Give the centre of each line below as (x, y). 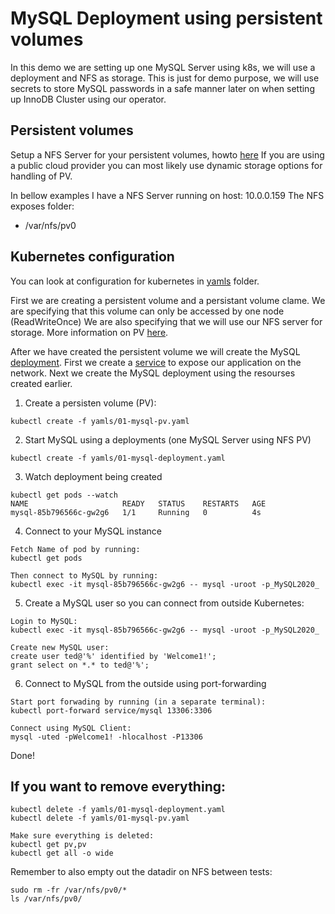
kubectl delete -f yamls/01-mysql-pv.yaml (100, 818)
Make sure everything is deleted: (82, 836)
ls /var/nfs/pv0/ (46, 899)
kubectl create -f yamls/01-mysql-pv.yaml (100, 421)
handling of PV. (41, 176)
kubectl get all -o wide (62, 853)
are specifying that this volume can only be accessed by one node (147, 311)
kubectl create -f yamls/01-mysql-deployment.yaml (118, 458)
